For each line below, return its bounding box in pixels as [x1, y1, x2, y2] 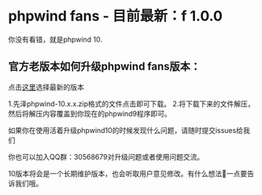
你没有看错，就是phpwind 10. [8, 35, 103, 44]
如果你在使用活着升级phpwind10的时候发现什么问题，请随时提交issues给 [8, 125, 244, 134]
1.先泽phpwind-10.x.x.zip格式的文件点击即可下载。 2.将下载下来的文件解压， [8, 99, 255, 109]
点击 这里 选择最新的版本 [8, 82, 84, 91]
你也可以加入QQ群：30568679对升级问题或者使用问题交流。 [8, 152, 205, 161]
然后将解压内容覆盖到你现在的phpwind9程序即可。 [8, 109, 172, 118]
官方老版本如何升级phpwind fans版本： [8, 60, 201, 73]
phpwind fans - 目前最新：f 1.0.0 [8, 7, 223, 25]
